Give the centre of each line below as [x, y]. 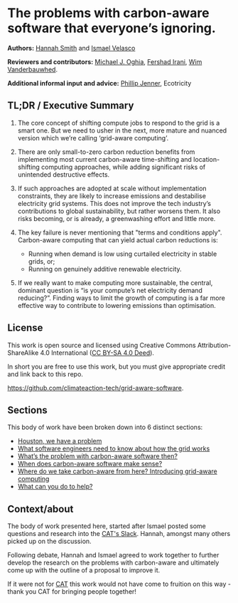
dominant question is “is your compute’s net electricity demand [110, 290]
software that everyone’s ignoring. [112, 28]
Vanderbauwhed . [33, 69]
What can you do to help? [55, 487]
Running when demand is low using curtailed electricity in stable [123, 254]
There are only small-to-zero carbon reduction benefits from [106, 152]
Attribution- [214, 345]
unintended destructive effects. [64, 174]
